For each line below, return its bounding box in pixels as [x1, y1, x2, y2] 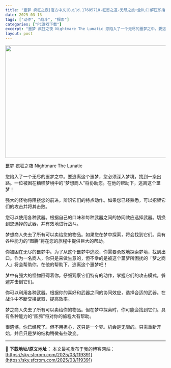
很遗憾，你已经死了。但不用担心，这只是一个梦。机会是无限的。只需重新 [5, 324, 157, 330]
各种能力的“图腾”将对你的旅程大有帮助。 [9, 313, 94, 319]
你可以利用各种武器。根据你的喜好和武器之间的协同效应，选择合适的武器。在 [5, 290, 166, 296]
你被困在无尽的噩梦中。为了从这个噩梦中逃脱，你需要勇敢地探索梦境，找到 [5, 249, 161, 255]
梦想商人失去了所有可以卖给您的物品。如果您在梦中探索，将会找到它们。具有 [5, 231, 166, 238]
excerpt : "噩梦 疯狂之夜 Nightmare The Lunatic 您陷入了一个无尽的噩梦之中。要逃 [5, 27, 166, 32]
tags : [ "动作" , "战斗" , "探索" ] [5, 17, 70, 22]
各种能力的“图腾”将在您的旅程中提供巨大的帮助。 [5, 238, 108, 244]
